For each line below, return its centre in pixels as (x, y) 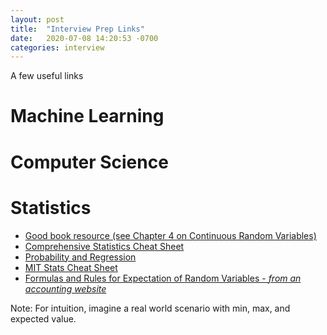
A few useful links (47, 76)
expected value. (43, 318)
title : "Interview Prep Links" (77, 29)
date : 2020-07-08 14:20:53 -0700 (84, 38)
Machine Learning (87, 116)
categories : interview (57, 47)
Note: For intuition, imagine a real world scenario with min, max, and (150, 308)
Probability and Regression (80, 257)
